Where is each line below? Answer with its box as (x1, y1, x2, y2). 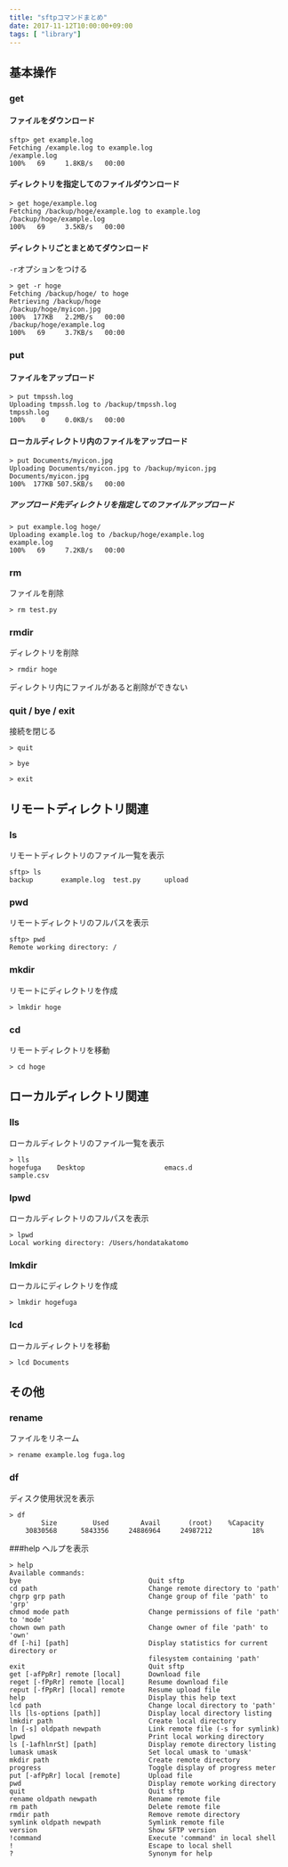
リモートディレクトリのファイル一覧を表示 (9, 850, 165, 860)
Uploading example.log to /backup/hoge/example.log (9, 530, 204, 539)
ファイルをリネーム (9, 1433, 80, 1444)
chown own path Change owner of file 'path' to (9, 1623, 268, 1632)
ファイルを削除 (9, 587, 64, 598)
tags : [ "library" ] (9, 29, 82, 38)
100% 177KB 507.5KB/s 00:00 (9, 479, 125, 488)
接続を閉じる (9, 726, 56, 737)
